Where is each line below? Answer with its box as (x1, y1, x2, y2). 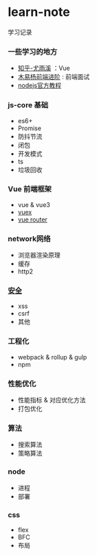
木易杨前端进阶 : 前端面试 (17, 73, 90, 81)
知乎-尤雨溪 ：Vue (17, 64, 71, 73)
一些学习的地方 (8, 46, 58, 56)
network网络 (8, 233, 51, 243)
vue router (17, 215, 47, 224)
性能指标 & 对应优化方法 (17, 396, 86, 404)
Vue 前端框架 (8, 184, 52, 194)
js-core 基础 (8, 100, 49, 110)
